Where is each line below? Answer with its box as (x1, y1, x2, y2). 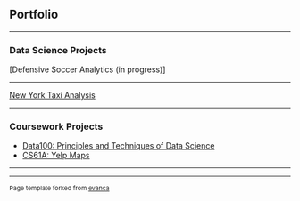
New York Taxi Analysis (9, 90, 96, 100)
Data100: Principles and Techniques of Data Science (21, 141, 215, 151)
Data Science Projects (9, 44, 107, 56)
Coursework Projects (9, 120, 104, 133)
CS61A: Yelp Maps (21, 150, 90, 161)
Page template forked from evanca (9, 184, 110, 193)
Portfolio (9, 7, 59, 22)
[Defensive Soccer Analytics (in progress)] (9, 64, 166, 75)
